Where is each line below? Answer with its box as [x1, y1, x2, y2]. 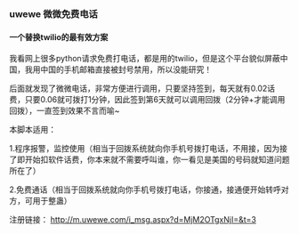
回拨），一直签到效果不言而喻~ [9, 105, 120, 117]
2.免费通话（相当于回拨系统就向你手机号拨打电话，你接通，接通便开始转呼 [9, 184, 282, 195]
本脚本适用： [9, 125, 56, 135]
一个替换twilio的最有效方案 [9, 31, 109, 42]
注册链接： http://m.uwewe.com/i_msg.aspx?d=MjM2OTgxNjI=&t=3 [9, 214, 256, 225]
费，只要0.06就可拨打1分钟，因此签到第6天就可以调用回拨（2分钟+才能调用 [9, 94, 286, 105]
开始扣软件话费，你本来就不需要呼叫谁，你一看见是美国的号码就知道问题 [24, 154, 290, 165]
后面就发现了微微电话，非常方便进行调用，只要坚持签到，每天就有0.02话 [9, 83, 276, 94]
